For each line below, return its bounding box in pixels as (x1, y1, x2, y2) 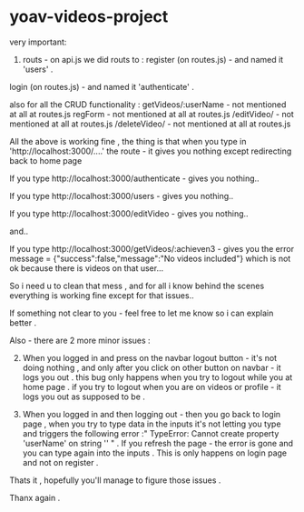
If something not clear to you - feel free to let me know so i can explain (9, 307, 274, 318)
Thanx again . (9, 492, 61, 503)
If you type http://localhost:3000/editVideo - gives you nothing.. (9, 207, 249, 219)
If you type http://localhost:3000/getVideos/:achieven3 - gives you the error (9, 243, 295, 254)
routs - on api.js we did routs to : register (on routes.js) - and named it (22, 54, 284, 65)
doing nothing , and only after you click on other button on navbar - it (22, 362, 281, 373)
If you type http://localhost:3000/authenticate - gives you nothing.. (9, 173, 260, 184)
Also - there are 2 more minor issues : (9, 335, 152, 346)
